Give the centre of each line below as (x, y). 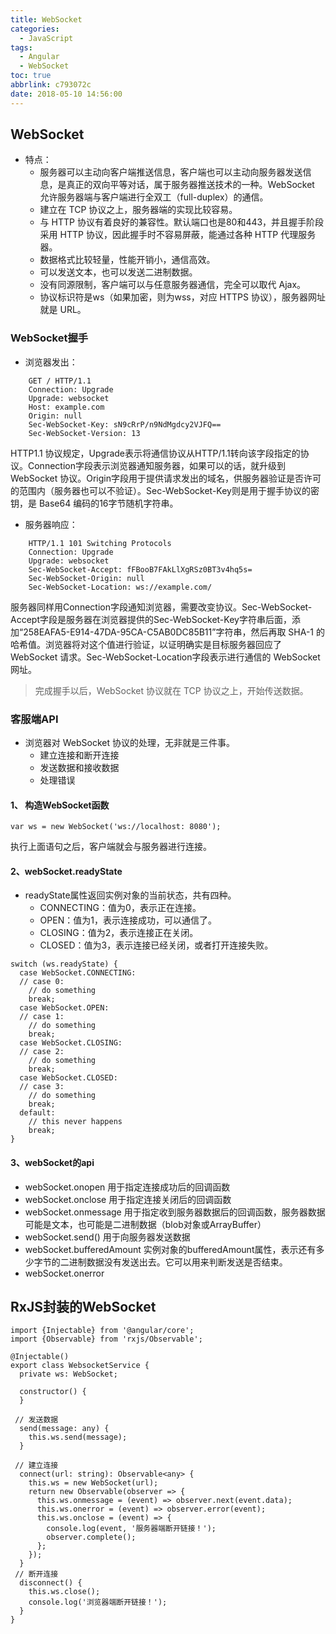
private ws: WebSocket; (68, 1374)
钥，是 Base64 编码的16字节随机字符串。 (94, 503)
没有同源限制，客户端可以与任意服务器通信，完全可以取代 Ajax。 (173, 285)
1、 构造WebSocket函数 (60, 805)
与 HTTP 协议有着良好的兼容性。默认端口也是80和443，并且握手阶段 (182, 222)
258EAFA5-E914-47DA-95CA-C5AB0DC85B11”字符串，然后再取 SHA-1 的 (174, 632)
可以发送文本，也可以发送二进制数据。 (118, 272)
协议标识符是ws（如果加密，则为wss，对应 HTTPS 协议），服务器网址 (182, 297)
